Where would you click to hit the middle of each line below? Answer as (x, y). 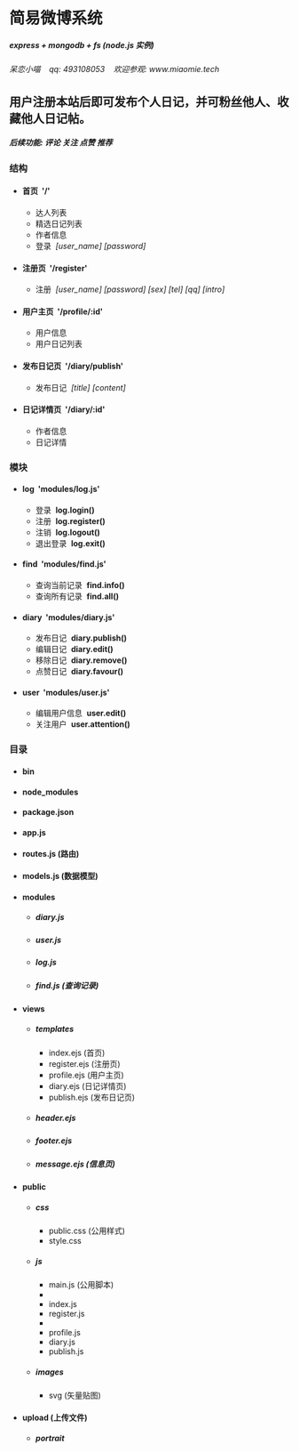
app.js (34, 832)
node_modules (50, 792)
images (49, 1372)
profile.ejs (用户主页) (86, 1075)
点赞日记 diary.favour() (79, 672)
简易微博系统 (56, 18)
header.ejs (55, 1118)
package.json (48, 812)
